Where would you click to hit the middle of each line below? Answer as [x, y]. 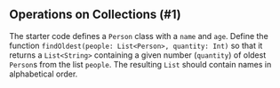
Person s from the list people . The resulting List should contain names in [140, 64]
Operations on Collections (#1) [96, 15]
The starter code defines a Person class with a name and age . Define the [139, 36]
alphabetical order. [44, 74]
